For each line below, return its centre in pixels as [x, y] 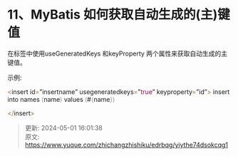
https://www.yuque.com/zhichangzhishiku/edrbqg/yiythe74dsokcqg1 [126, 145]
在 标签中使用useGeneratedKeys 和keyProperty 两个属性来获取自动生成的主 [118, 53]
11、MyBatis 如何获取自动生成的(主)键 [119, 15]
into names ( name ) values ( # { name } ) [61, 99]
